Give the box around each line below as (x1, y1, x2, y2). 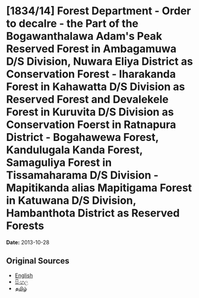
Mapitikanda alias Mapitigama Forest (6, 181, 192, 195)
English (14, 272, 33, 279)
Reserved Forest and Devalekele (6, 93, 169, 106)
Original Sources (6, 256, 70, 266)
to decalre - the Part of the (6, 17, 138, 30)
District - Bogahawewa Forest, (6, 131, 159, 144)
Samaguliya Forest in (6, 156, 112, 170)
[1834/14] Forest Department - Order (6, 4, 191, 18)
